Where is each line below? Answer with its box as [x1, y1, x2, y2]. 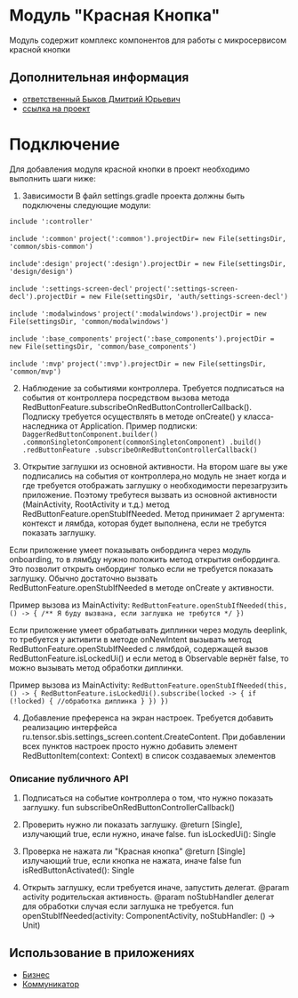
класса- [243, 411, 274, 422]
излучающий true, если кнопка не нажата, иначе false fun [21, 855, 242, 865]
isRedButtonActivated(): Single [21, 865, 135, 875]
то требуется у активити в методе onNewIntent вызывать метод [9, 633, 252, 645]
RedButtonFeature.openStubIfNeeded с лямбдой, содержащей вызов [9, 643, 269, 654]
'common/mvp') [9, 366, 62, 376]
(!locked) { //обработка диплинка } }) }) [9, 696, 169, 705]
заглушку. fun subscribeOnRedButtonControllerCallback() [21, 801, 236, 812]
